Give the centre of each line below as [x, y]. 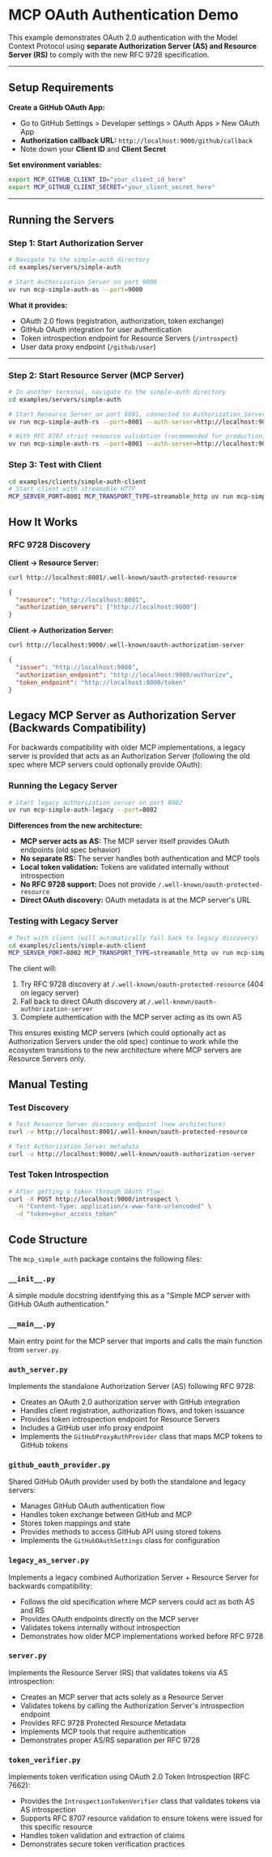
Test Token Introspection [59, 1175]
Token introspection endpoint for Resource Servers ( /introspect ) [129, 337]
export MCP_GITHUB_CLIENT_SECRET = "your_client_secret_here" [112, 187]
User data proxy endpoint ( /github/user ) [88, 346]
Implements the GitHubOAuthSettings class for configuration [120, 1541]
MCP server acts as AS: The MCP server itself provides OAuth [125, 841]
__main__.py [32, 1324]
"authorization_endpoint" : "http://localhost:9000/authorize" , [124, 675]
